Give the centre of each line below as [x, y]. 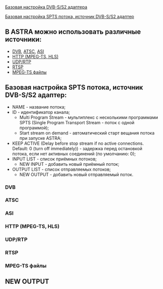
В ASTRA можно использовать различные [73, 32]
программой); [34, 128]
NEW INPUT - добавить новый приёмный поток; [69, 164]
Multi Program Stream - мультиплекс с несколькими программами [89, 117]
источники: [23, 39]
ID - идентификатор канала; [41, 112]
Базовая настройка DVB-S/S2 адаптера [46, 7]
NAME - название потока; [39, 107]
